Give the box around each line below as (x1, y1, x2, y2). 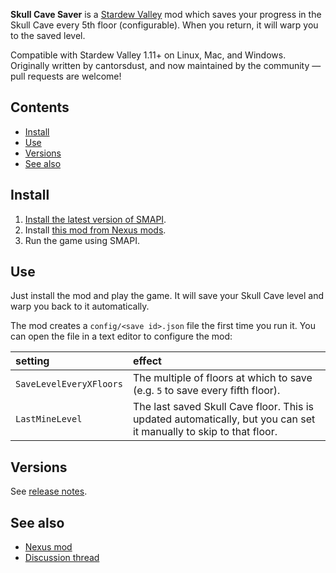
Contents (10, 99, 70, 116)
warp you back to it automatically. (10, 300, 150, 313)
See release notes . (10, 485, 88, 498)
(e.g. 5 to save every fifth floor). (132, 384, 281, 398)
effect (132, 354, 162, 368)
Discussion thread (24, 552, 100, 564)
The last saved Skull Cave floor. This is (132, 400, 315, 414)
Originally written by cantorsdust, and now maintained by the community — (10, 60, 322, 71)
